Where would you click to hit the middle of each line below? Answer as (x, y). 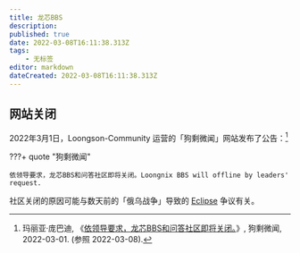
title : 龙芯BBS (36, 17)
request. (25, 183)
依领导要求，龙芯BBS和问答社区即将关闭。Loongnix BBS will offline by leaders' (149, 175)
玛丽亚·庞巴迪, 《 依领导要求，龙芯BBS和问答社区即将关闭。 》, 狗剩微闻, (152, 228)
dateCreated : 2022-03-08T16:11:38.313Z (83, 76)
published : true (39, 34)
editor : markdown (42, 68)
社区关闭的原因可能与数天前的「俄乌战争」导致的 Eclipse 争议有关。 (134, 201)
